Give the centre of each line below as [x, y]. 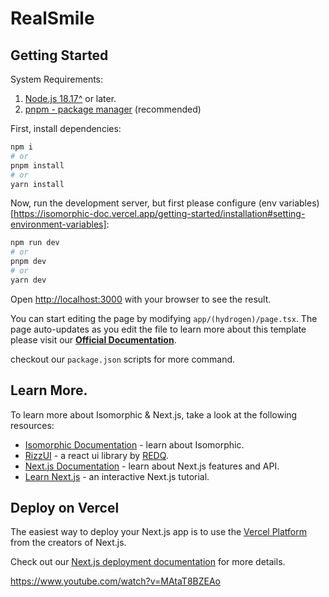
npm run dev [35, 243]
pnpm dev [28, 262]
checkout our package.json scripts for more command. [123, 359]
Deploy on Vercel [65, 507]
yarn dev [28, 280]
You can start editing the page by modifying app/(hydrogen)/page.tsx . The [164, 318]
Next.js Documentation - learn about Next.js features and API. [152, 466]
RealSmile [52, 18]
